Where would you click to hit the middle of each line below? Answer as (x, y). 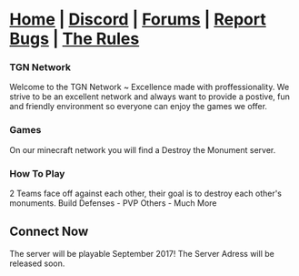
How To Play (37, 173)
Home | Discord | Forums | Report (138, 20)
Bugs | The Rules (75, 39)
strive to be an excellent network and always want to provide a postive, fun (150, 97)
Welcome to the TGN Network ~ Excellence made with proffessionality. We (149, 87)
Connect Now (49, 232)
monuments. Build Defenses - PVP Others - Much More (113, 203)
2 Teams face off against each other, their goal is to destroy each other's (146, 194)
